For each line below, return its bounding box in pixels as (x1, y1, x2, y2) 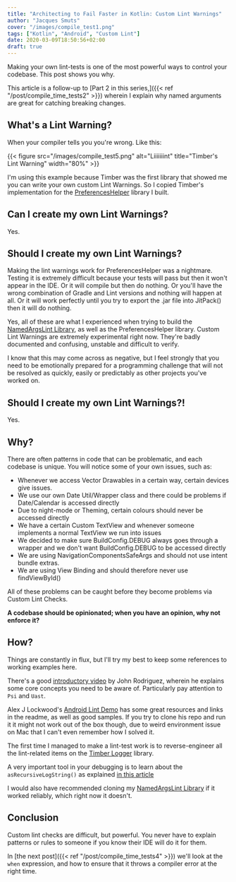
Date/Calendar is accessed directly (17, 499, 120, 507)
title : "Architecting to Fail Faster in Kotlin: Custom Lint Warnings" (7, 10, 222, 18)
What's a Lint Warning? (7, 119, 113, 131)
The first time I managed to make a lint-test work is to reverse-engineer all (7, 741, 223, 750)
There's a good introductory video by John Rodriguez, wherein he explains (7, 676, 225, 685)
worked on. (7, 376, 40, 385)
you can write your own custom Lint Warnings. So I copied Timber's (7, 180, 204, 189)
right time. (7, 866, 37, 875)
